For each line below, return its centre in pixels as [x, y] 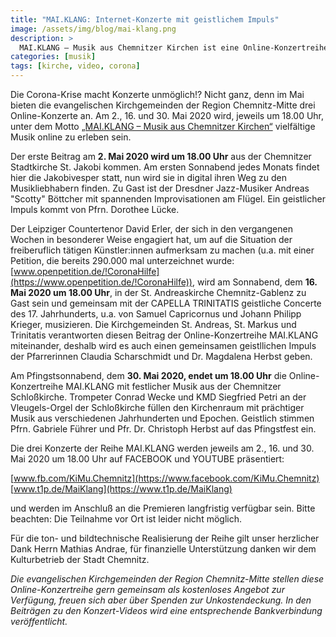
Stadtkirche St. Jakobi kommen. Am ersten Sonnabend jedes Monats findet [165, 167]
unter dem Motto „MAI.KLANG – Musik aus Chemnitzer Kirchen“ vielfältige [163, 126]
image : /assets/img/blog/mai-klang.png [93, 29]
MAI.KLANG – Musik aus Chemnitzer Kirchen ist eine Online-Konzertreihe [174, 47]
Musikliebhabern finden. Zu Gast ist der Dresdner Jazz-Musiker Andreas [160, 188]
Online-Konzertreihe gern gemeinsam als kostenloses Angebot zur [147, 589]
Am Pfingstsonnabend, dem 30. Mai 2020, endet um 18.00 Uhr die [148, 375]
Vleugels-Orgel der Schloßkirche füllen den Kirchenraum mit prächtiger [157, 407]
